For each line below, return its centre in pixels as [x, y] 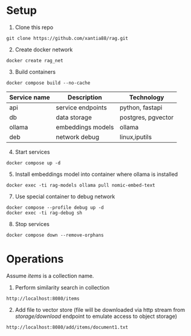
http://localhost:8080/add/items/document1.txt [67, 327]
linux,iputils [136, 137]
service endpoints [81, 108]
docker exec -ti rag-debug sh [44, 213]
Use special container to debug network [65, 196]
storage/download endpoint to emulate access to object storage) [96, 316]
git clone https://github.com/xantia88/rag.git [67, 38]
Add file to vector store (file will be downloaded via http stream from [100, 309]
